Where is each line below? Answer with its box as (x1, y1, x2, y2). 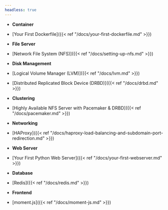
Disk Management (12, 60, 51, 66)
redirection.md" (12, 135, 45, 141)
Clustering (12, 95, 35, 101)
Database (12, 170, 33, 176)
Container (12, 21, 34, 27)
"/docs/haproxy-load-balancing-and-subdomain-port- (50, 130, 163, 136)
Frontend (12, 189, 32, 195)
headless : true (5, 7, 37, 13)
